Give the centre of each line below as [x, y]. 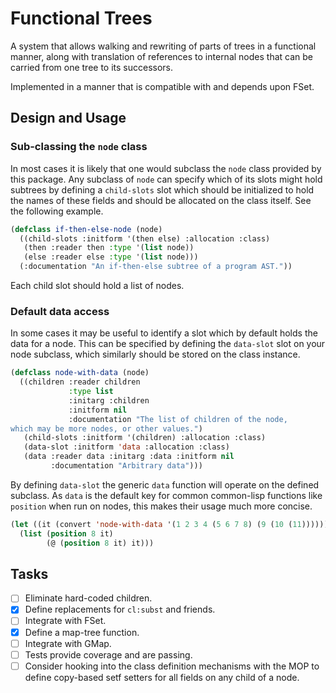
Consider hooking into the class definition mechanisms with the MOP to [172, 666]
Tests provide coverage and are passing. [108, 654]
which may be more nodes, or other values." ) [106, 428]
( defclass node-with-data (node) [80, 373]
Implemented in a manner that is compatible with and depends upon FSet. [162, 86]
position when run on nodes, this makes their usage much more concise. [161, 506]
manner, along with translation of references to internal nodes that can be [161, 56]
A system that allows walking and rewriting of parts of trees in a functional [163, 46]
